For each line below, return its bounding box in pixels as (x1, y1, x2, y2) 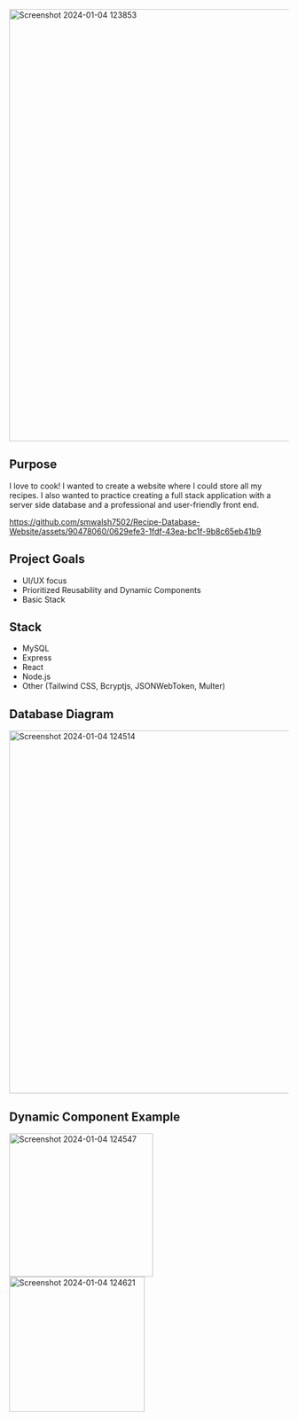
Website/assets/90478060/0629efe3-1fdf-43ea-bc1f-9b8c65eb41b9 (9, 526, 262, 536)
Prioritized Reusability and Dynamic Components (21, 584, 201, 595)
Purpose (9, 457, 58, 472)
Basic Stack (21, 594, 66, 605)
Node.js (21, 671, 51, 682)
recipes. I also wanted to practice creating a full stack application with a (9, 489, 271, 500)
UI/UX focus (21, 575, 67, 586)
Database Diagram (9, 707, 114, 722)
